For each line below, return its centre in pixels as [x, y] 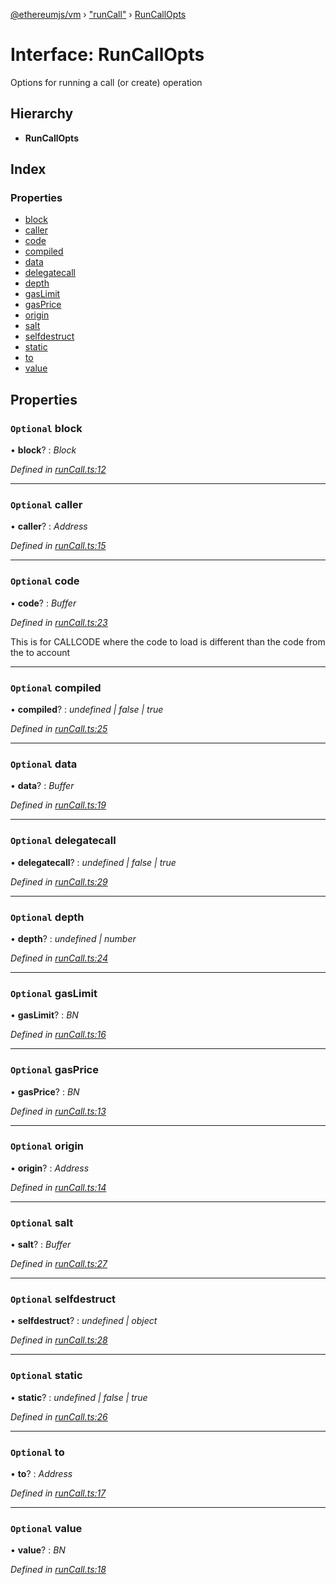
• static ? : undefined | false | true [79, 1397]
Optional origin [47, 1146]
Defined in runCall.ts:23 [59, 622]
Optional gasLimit [54, 993]
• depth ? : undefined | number [73, 938]
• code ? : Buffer [43, 603]
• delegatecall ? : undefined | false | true [93, 862]
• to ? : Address [41, 1473]
